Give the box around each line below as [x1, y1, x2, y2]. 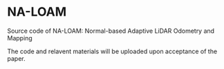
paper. [7, 54, 26, 62]
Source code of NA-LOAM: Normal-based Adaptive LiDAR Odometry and [7, 27, 215, 35]
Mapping [7, 33, 32, 42]
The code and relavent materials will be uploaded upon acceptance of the [7, 47, 218, 55]
